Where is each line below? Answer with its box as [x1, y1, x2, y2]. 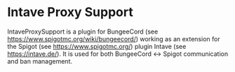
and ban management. [7, 57, 72, 65]
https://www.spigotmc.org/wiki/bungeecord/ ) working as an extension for [7, 34, 220, 43]
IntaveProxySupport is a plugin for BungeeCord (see [7, 27, 159, 36]
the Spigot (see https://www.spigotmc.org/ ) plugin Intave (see [7, 42, 187, 50]
